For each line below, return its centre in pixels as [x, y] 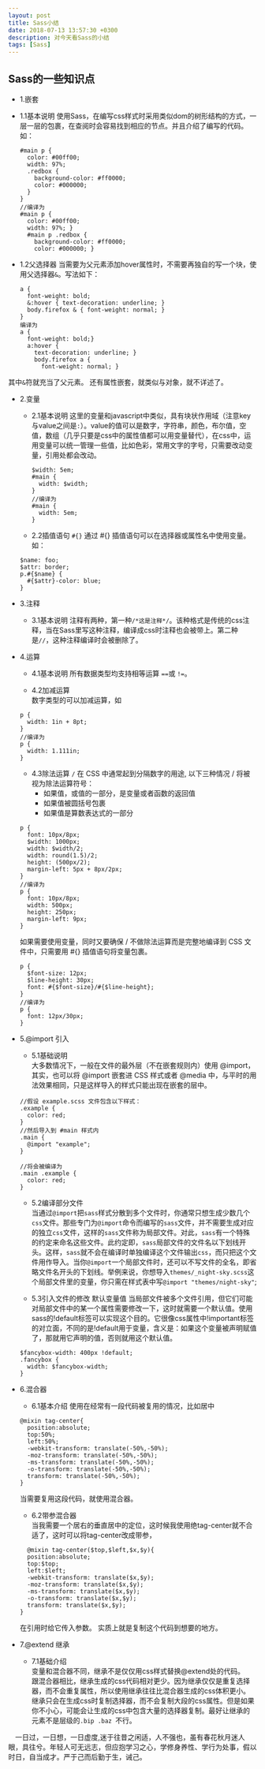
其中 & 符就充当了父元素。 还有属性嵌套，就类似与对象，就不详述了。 [118, 382]
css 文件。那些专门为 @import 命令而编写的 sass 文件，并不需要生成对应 [142, 1222]
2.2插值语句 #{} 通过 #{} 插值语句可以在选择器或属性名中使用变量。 [141, 535]
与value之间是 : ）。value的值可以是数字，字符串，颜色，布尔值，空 [139, 425]
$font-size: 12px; [57, 973]
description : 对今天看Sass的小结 [59, 37]
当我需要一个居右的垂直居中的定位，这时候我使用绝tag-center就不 [138, 1525]
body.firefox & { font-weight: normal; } [96, 310]
